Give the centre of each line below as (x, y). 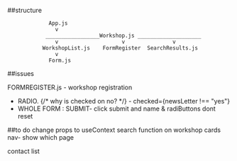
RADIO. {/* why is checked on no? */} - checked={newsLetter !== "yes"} (124, 101)
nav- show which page (41, 137)
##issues (21, 73)
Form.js (60, 60)
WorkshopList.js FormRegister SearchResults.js (120, 48)
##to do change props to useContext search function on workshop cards (114, 130)
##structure (25, 10)
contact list (24, 151)
